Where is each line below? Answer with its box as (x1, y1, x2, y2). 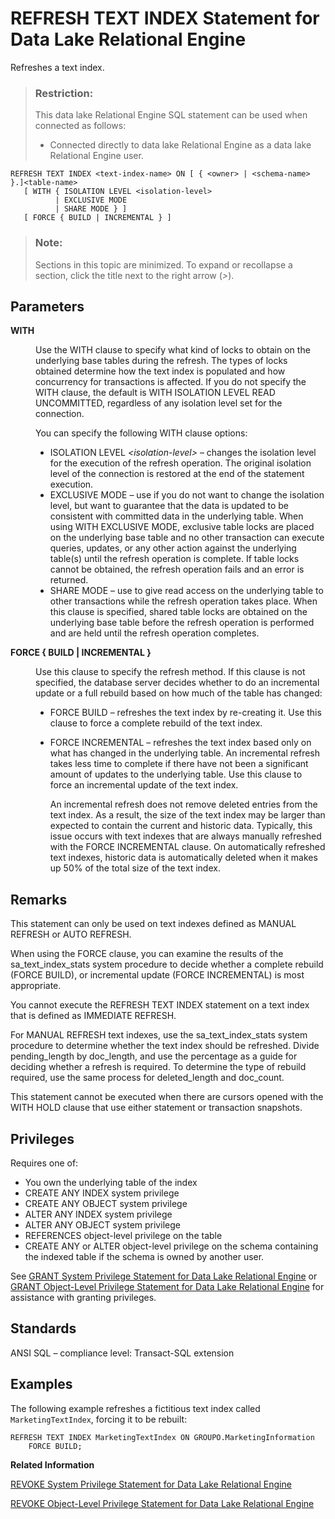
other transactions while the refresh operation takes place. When (49, 595, 318, 607)
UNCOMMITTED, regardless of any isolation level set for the (35, 397, 283, 409)
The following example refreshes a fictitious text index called (10, 1402, 261, 1414)
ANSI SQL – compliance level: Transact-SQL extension (10, 1347, 235, 1359)
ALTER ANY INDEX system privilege (24, 1208, 173, 1220)
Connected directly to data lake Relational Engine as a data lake (49, 139, 312, 151)
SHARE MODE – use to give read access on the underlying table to (49, 585, 324, 597)
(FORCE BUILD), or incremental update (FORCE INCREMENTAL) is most (10, 969, 305, 981)
